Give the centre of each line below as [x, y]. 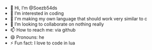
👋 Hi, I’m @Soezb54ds [34, 8]
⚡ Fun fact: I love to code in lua [43, 43]
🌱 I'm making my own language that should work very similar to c [79, 19]
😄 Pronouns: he [27, 37]
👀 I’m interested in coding [37, 13]
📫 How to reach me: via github [43, 30]
